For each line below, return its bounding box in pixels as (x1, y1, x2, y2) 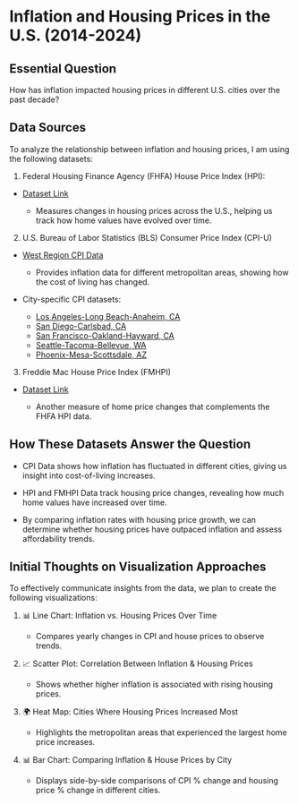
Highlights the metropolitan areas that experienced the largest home (35, 727, 288, 738)
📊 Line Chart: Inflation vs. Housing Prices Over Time (21, 611, 217, 621)
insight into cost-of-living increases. (21, 470, 156, 481)
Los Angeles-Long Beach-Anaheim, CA (35, 311, 181, 321)
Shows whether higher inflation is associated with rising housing (35, 679, 274, 690)
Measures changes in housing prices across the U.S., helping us (35, 205, 273, 216)
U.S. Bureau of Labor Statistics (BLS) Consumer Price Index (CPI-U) (21, 232, 273, 243)
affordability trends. (21, 533, 96, 543)
